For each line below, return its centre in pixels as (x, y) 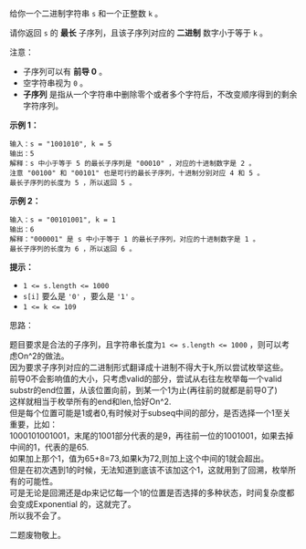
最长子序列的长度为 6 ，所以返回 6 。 (73, 249)
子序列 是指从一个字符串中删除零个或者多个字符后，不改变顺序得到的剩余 (160, 94)
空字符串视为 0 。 (55, 83)
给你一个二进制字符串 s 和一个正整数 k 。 (86, 13)
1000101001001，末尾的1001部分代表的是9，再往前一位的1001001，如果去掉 (152, 435)
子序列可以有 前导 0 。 (65, 72)
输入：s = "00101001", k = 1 (63, 220)
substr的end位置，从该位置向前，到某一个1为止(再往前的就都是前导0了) (144, 390)
